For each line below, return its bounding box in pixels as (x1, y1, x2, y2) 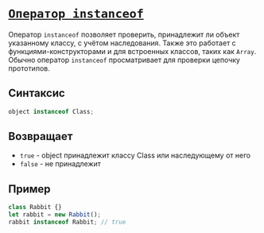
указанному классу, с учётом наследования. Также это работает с (8, 38, 236, 48)
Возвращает (8, 130, 73, 143)
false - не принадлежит (19, 159, 102, 169)
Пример (8, 182, 51, 196)
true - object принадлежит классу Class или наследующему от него (19, 150, 251, 161)
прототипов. (8, 63, 50, 73)
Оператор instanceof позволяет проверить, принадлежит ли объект (8, 29, 240, 39)
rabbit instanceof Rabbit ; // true (8, 218, 126, 226)
